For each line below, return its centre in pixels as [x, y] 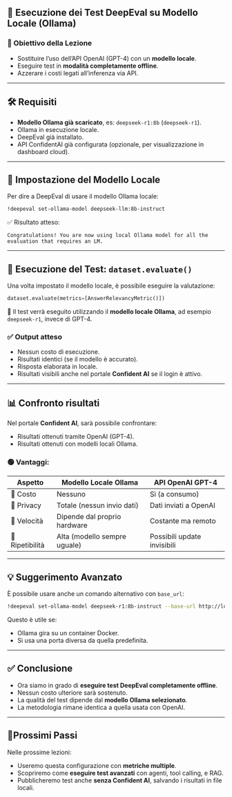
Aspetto [30, 482]
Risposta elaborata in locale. [57, 366]
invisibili [163, 545]
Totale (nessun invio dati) [98, 505]
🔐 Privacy [26, 505]
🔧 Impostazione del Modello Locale [84, 179]
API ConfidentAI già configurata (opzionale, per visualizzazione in [110, 144]
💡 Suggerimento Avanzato [65, 577]
